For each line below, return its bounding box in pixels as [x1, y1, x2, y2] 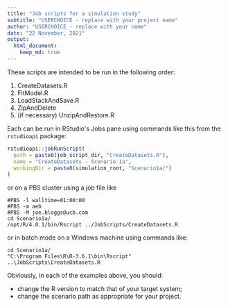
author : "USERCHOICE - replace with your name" [7, 23, 148, 30]
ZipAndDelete [17, 103, 57, 112]
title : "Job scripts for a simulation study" [7, 10, 141, 17]
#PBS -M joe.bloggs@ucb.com [7, 209, 89, 216]
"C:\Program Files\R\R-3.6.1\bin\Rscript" [7, 253, 132, 260]
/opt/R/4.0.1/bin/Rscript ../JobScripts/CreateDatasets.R [7, 222, 178, 229]
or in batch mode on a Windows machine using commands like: [7, 233, 188, 242]
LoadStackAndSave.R [17, 96, 80, 104]
